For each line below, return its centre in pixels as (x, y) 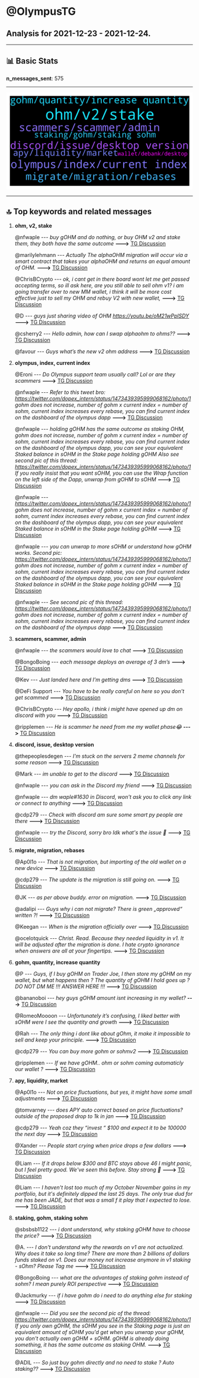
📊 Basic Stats (32, 61)
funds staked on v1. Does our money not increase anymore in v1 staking (103, 1260)
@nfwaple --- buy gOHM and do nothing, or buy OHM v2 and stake (97, 237)
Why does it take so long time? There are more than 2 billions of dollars (102, 1253)
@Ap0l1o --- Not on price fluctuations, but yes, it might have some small (103, 1092)
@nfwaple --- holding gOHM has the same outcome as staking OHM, (99, 429)
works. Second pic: (38, 553)
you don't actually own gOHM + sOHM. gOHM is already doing (92, 1339)
